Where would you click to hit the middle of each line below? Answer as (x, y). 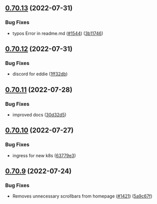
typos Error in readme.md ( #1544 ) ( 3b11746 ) (58, 33)
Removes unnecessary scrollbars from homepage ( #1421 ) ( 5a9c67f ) (82, 196)
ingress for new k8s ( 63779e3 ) (44, 155)
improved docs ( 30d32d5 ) (39, 115)
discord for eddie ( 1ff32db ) (40, 74)
